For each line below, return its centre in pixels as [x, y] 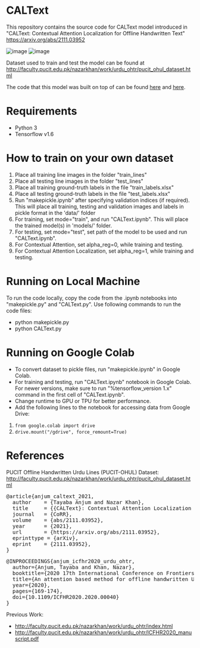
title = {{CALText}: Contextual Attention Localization [102, 508]
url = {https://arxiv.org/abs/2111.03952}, [86, 532]
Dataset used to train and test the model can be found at [75, 63]
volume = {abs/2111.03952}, [58, 520]
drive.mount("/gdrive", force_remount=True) [71, 432]
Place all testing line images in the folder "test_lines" [79, 181]
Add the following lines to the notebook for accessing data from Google [102, 407]
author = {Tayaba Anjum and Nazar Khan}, [78, 502]
